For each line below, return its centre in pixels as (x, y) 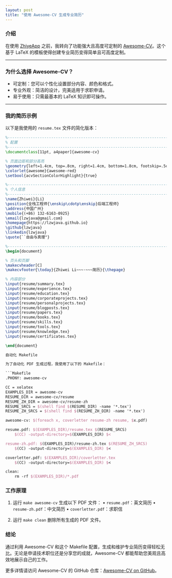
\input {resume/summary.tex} (35, 284)
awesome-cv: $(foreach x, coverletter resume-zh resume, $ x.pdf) (76, 421)
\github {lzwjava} (24, 228)
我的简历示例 (21, 116)
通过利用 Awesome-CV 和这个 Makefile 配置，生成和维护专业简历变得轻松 (83, 547)
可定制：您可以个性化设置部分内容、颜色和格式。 (64, 84)
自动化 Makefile (21, 355)
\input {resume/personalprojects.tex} (46, 303)
